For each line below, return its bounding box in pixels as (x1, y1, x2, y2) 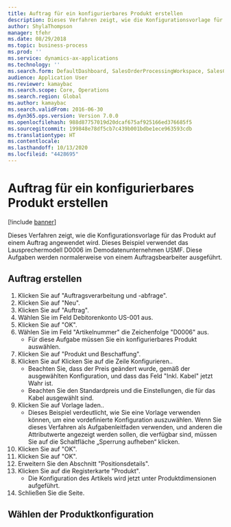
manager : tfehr (8, 29, 51, 36)
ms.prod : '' (8, 49, 42, 56)
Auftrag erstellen (8, 273, 82, 285)
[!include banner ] (8, 217, 57, 226)
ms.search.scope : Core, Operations (8, 87, 110, 94)
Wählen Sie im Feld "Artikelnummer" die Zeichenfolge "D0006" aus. (17, 327, 210, 336)
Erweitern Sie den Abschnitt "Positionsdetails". (17, 459, 150, 468)
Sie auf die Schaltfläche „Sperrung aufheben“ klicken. (27, 438, 180, 446)
